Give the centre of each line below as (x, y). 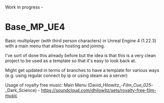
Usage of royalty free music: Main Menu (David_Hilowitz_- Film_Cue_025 (78, 85)
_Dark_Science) (21, 90)
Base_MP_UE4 (35, 27)
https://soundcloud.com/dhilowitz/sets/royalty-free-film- (99, 90)
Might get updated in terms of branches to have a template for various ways (82, 70)
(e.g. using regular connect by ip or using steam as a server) (66, 75)
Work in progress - (24, 7)
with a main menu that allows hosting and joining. (55, 46)
